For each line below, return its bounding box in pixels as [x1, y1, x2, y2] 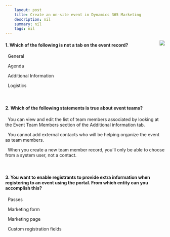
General [7, 53, 24, 59]
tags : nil [14, 26, 35, 31]
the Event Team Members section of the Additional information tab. [5, 122, 145, 128]
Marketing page [7, 216, 41, 222]
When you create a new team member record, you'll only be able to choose [7, 146, 165, 152]
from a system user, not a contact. [5, 152, 77, 158]
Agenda [7, 63, 24, 69]
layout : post [14, 7, 42, 13]
